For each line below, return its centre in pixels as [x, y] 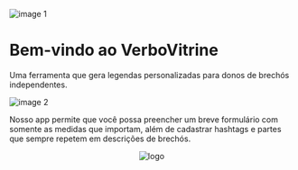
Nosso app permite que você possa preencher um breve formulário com [144, 119]
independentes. [38, 85]
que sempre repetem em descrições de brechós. [100, 139]
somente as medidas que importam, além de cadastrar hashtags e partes [145, 129]
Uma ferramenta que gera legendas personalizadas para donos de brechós [149, 75]
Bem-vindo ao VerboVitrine [114, 50]
